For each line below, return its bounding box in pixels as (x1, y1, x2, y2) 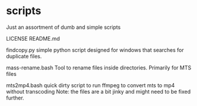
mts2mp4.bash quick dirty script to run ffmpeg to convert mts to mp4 (6, 81, 175, 89)
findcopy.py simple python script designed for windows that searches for (6, 46, 184, 54)
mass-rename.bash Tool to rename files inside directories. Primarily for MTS (6, 64, 192, 71)
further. (6, 94, 25, 101)
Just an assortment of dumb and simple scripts (6, 24, 121, 31)
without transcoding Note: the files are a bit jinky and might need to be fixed (6, 88, 191, 95)
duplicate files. (6, 52, 42, 59)
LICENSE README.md (6, 35, 60, 42)
